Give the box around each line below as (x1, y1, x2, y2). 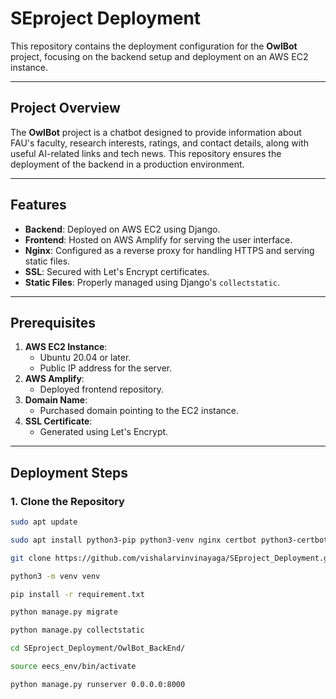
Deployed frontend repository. (39, 383, 165, 396)
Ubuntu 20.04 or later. (39, 352, 132, 364)
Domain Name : (24, 394, 88, 406)
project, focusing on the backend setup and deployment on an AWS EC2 (10, 50, 309, 62)
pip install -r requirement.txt (10, 589, 145, 599)
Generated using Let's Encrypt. (39, 426, 169, 438)
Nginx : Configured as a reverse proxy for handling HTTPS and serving (24, 244, 315, 256)
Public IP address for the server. (39, 362, 173, 374)
